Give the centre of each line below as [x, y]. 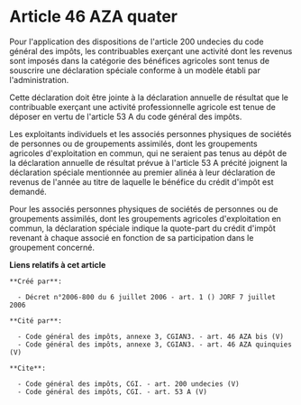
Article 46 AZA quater [94, 17]
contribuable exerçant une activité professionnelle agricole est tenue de [143, 106]
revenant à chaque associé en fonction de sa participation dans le [132, 237]
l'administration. [39, 79]
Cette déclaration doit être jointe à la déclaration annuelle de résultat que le [149, 97]
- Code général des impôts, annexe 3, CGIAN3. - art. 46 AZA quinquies [155, 345]
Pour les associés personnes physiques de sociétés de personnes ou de [144, 208]
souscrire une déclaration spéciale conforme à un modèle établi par [135, 70]
